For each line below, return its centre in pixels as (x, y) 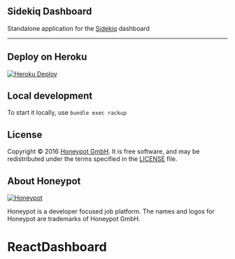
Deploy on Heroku (47, 57)
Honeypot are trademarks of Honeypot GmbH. (74, 219)
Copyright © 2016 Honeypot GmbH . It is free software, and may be (104, 152)
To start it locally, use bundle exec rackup (67, 113)
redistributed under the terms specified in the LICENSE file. (92, 159)
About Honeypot (44, 181)
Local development (50, 96)
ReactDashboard (57, 247)
